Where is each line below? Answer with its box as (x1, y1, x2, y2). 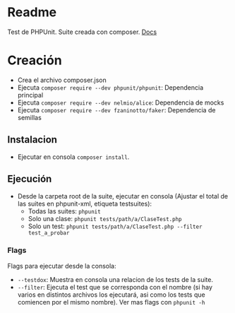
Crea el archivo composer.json (17, 76, 107, 84)
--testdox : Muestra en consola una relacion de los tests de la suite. (17, 275, 214, 283)
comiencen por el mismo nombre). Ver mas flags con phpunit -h (17, 297, 205, 306)
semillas (17, 113, 42, 122)
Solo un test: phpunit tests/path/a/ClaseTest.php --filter (28, 222, 203, 230)
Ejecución (7, 173, 52, 185)
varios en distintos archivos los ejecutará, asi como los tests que (17, 290, 206, 299)
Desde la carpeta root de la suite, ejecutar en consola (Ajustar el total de (17, 191, 228, 200)
